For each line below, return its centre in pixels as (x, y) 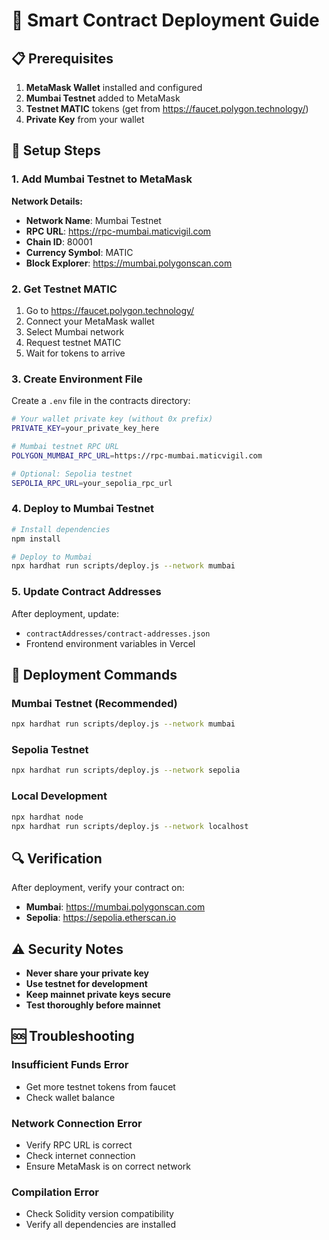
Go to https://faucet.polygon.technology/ (110, 310)
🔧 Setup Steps (56, 150)
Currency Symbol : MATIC (79, 252)
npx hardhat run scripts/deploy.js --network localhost (130, 826)
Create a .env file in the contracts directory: (101, 401)
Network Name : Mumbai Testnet (93, 220)
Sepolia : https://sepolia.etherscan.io (101, 918)
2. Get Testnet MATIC (64, 289)
